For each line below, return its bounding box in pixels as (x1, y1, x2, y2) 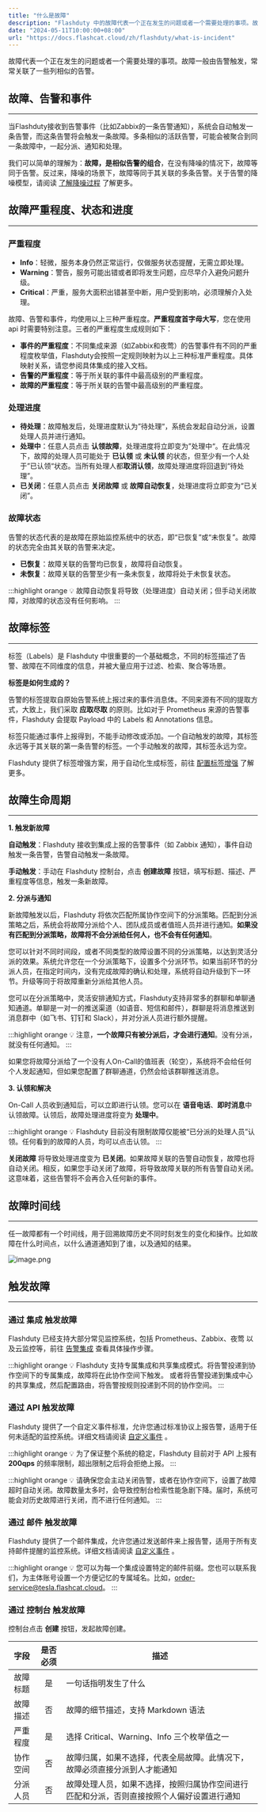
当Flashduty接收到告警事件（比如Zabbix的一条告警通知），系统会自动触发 (8, 122, 247, 131)
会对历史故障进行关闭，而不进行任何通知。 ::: (14, 1494, 162, 1505)
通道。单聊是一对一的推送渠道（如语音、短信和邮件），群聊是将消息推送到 (14, 1003, 255, 1013)
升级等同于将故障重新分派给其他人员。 (21, 976, 147, 986)
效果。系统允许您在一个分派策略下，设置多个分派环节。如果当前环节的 (21, 957, 251, 966)
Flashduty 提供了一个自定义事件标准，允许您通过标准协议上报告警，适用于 (8, 1422, 251, 1431)
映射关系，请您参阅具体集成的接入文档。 (19, 361, 152, 371)
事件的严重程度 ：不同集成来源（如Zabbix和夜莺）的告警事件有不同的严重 (19, 341, 257, 351)
